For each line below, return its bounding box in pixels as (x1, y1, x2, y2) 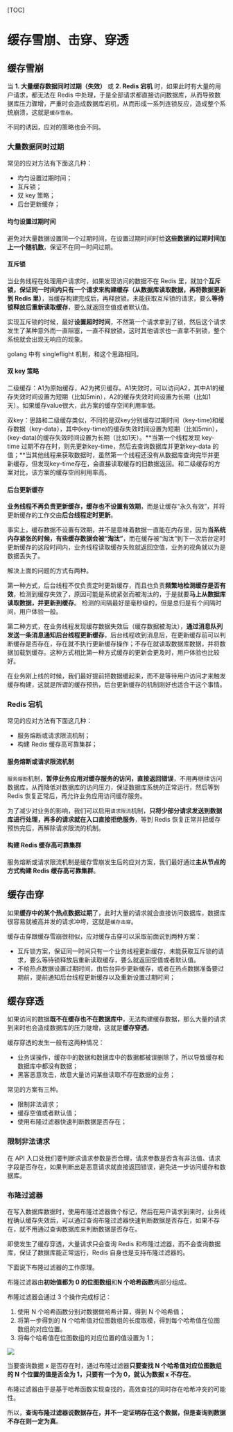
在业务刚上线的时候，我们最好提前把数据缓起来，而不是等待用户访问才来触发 (7, 671, 226, 681)
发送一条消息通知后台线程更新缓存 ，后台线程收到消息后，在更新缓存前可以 (7, 631, 220, 639)
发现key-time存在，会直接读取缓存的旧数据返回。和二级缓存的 (37, 459, 215, 468)
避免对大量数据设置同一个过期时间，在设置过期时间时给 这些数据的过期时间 (7, 234, 220, 242)
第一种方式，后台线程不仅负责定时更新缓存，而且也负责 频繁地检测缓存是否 (7, 581, 220, 590)
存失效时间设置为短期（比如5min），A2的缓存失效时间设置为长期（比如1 (7, 392, 212, 401)
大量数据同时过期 (7, 142, 64, 152)
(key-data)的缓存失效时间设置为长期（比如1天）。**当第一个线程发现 (7, 433, 200, 441)
